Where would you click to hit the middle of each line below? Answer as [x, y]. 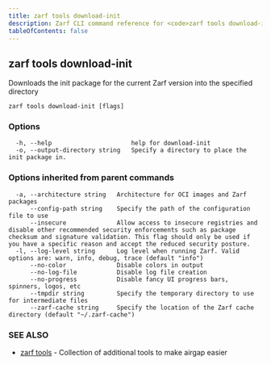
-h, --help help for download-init [113, 143]
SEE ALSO [29, 334]
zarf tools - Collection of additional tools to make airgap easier [124, 353]
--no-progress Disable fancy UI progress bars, [129, 279]
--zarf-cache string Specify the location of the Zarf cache [142, 308]
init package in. [38, 157]
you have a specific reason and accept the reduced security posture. [129, 244]
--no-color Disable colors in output [117, 265]
